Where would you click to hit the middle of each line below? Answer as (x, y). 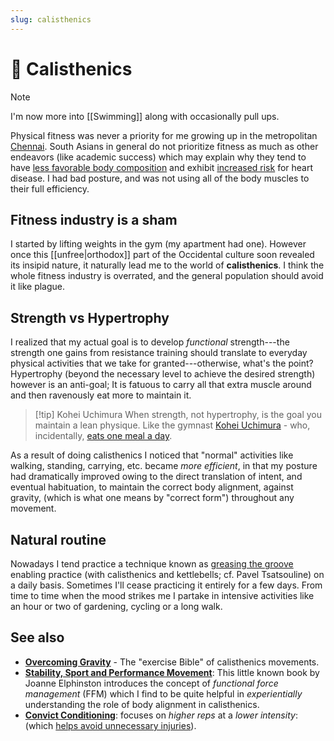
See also (37, 637)
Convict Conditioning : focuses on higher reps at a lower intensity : (161, 715)
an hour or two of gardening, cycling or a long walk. (116, 606)
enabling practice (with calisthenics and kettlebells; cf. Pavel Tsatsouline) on (167, 574)
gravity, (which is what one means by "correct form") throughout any (152, 498)
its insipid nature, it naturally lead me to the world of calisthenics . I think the (167, 265)
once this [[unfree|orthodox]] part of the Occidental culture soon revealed (162, 255)
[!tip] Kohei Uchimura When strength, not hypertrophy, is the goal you (178, 415)
